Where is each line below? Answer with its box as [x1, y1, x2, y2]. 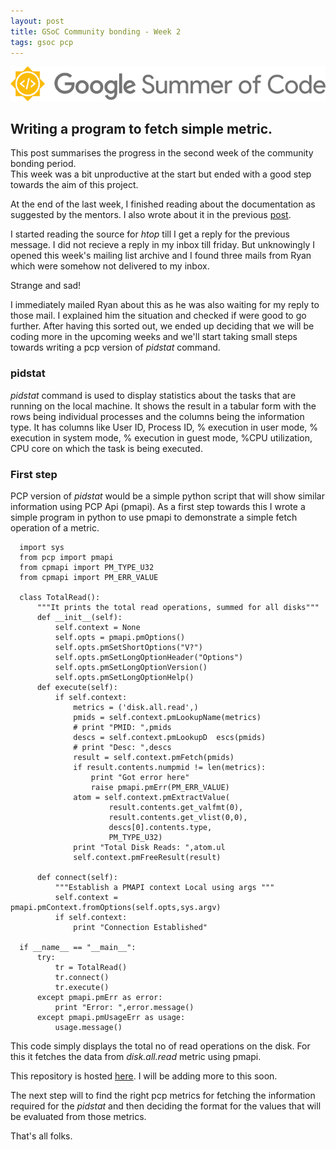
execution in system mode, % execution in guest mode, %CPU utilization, [10, 431, 313, 444]
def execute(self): [36, 682, 118, 692]
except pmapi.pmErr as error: [36, 992, 163, 1002]
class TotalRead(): [19, 592, 101, 602]
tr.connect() [54, 972, 110, 982]
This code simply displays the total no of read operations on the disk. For [10, 1040, 311, 1052]
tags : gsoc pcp [10, 37, 74, 47]
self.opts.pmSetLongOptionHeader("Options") [54, 652, 244, 662]
